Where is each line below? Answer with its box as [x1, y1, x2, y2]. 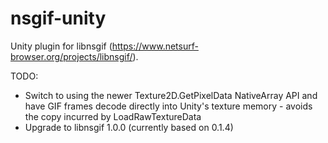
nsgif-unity [10, 7, 107, 30]
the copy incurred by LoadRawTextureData [24, 110, 202, 122]
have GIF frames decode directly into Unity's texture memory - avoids [24, 100, 313, 112]
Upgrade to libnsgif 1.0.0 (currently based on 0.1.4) [24, 121, 234, 133]
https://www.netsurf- [111, 40, 199, 52]
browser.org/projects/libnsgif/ [10, 50, 133, 62]
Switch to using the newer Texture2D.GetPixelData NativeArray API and [24, 89, 318, 101]
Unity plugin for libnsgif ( [10, 40, 113, 52]
